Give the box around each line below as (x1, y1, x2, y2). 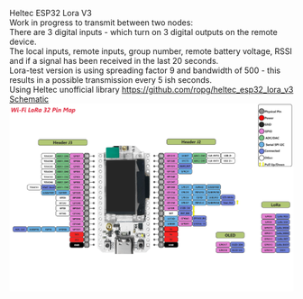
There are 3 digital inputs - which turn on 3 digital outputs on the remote (9, 27, 278, 37)
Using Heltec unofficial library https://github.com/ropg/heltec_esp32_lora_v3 (9, 85, 294, 95)
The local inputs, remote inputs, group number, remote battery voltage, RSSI (9, 46, 293, 57)
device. (9, 36, 37, 47)
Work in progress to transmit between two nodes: (9, 17, 194, 28)
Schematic (9, 94, 50, 104)
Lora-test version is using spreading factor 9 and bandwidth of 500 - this (9, 65, 281, 76)
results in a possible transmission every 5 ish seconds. (9, 75, 213, 85)
